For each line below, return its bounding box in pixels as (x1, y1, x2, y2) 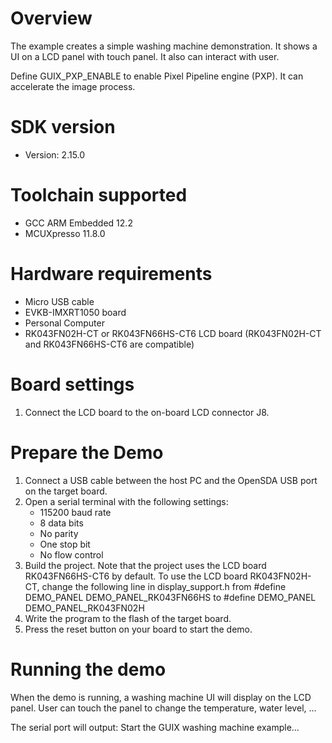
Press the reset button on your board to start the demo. (24, 623, 253, 635)
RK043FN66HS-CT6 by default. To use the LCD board (24, 570, 248, 582)
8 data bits (39, 517, 84, 529)
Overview (10, 7, 93, 30)
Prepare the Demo (10, 441, 164, 464)
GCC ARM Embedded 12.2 (24, 217, 133, 229)
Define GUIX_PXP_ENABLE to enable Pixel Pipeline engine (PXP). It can (10, 70, 304, 82)
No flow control (39, 548, 104, 561)
